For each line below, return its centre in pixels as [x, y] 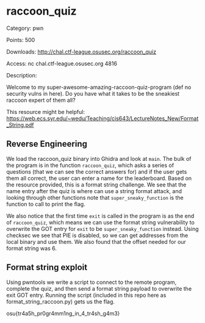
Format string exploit [47, 267]
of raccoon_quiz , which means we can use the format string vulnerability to [101, 222]
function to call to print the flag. [46, 204]
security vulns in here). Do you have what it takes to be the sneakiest [93, 93]
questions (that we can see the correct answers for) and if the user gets [97, 171]
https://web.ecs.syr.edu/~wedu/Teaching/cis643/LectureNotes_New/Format [103, 118]
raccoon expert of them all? [41, 100]
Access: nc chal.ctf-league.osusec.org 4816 [62, 63]
